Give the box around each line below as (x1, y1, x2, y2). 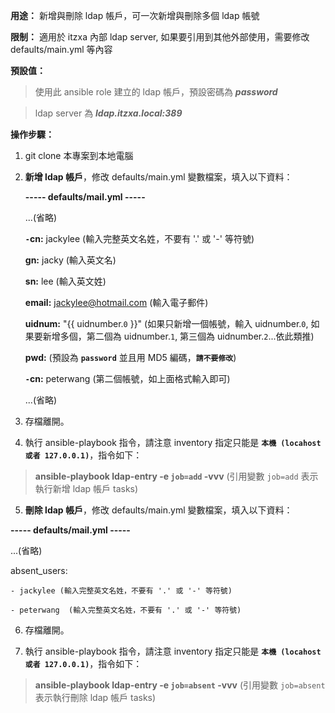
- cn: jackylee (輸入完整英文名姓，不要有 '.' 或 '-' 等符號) (24, 233, 255, 244)
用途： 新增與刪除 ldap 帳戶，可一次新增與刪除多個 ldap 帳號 (10, 10, 260, 21)
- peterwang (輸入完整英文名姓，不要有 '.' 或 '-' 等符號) (10, 605, 242, 615)
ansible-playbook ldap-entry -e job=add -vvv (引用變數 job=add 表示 (34, 470, 319, 482)
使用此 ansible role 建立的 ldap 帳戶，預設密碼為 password (34, 86, 278, 98)
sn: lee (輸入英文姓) (24, 275, 107, 287)
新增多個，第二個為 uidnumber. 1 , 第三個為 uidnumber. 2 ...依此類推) (42, 330, 315, 342)
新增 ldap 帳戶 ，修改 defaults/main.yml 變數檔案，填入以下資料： (24, 171, 293, 183)
